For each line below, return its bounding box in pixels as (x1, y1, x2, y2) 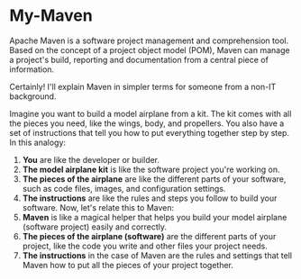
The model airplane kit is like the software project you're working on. (22, 164, 280, 175)
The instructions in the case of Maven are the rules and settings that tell (22, 249, 293, 261)
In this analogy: (9, 137, 66, 148)
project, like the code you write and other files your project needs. (22, 240, 269, 251)
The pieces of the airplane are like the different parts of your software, (22, 173, 287, 184)
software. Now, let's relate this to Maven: (22, 202, 175, 212)
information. (9, 64, 55, 75)
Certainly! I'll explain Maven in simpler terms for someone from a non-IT (9, 81, 277, 92)
